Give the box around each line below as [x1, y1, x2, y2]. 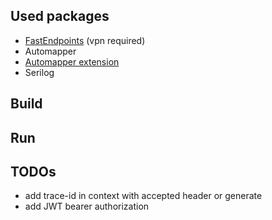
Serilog [24, 66, 55, 78]
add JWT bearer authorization [24, 200, 150, 213]
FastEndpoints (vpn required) [24, 34, 146, 46]
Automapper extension [24, 55, 120, 68]
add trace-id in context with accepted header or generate [24, 190, 263, 202]
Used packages [10, 8, 110, 25]
